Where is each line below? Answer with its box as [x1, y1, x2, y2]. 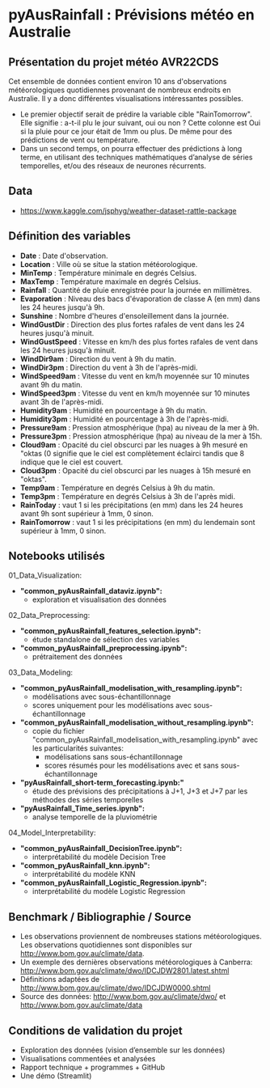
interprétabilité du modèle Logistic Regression [32, 887, 186, 896]
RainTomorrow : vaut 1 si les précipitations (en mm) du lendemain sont [19, 517, 256, 527]
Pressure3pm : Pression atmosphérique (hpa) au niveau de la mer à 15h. [19, 431, 263, 441]
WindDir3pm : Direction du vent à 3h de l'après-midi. [19, 362, 198, 372]
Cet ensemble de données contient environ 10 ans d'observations [8, 77, 227, 86]
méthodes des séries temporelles [32, 795, 144, 805]
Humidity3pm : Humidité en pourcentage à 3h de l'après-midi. [19, 414, 229, 424]
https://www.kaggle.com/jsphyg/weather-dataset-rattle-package [19, 205, 237, 215]
